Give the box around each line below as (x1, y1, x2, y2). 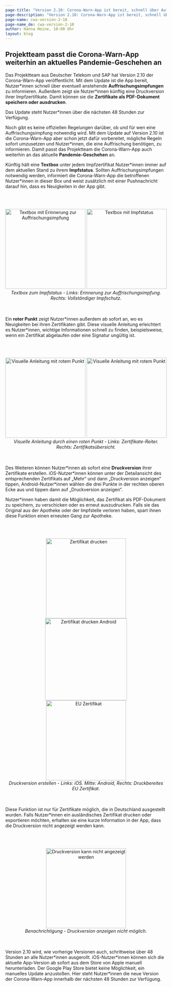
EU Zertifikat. (72, 785, 100, 791)
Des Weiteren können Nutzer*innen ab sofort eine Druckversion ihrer (5, 465, 153, 471)
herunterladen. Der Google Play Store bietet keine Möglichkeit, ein (5, 965, 145, 971)
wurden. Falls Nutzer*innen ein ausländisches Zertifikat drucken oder (5, 811, 152, 817)
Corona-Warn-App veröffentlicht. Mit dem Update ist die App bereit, (5, 77, 148, 83)
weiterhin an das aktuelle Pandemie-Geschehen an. (5, 152, 116, 158)
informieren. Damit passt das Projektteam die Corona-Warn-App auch (5, 146, 153, 152)
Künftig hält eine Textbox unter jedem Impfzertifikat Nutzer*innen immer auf (5, 161, 166, 167)
